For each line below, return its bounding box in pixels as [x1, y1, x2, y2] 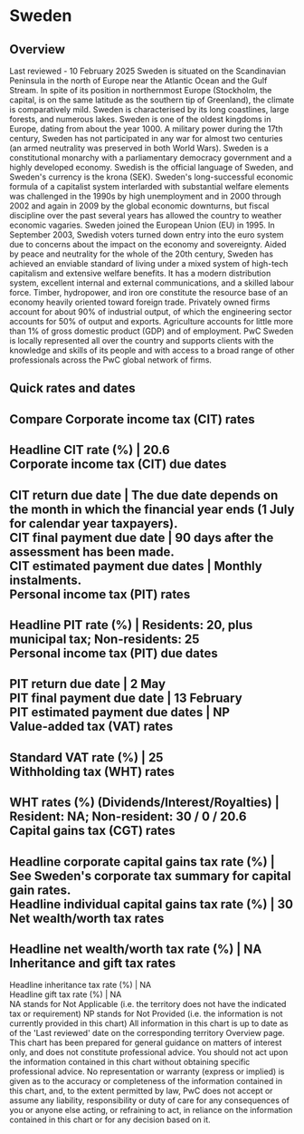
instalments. [9, 572, 82, 587]
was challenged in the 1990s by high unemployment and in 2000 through [9, 191, 282, 201]
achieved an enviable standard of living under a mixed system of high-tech [9, 258, 289, 268]
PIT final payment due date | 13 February [9, 691, 242, 706]
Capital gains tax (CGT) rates [9, 823, 176, 838]
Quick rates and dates [9, 381, 136, 396]
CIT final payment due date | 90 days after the [9, 529, 274, 545]
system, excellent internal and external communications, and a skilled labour [9, 277, 294, 288]
